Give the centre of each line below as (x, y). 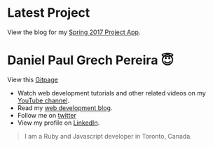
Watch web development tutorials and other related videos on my (112, 93)
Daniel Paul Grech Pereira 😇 (90, 60)
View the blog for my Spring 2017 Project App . (74, 32)
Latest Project (49, 13)
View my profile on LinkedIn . (59, 123)
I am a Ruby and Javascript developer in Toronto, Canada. (108, 136)
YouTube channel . (43, 100)
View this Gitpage (33, 79)
